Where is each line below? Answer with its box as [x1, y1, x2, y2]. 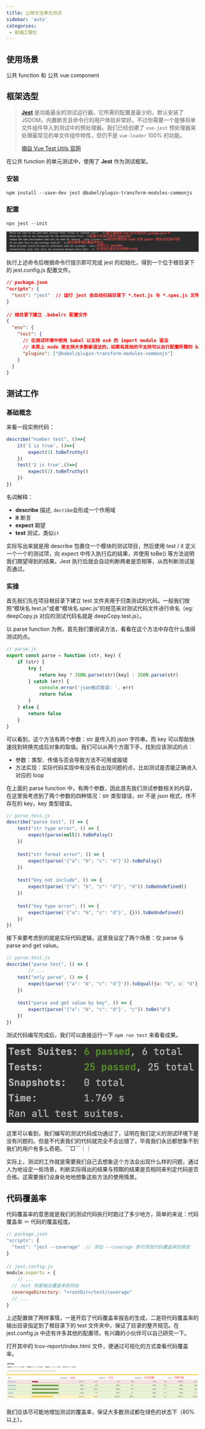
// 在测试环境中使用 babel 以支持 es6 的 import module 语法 [22, 337, 169, 343]
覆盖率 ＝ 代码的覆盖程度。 [6, 1218, 74, 1226]
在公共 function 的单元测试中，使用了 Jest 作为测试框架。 [6, 157, 151, 165]
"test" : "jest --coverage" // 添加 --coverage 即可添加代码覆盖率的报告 [12, 1243, 190, 1250]
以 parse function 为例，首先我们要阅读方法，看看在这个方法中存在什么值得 [6, 625, 196, 633]
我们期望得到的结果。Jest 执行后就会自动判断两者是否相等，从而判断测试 [6, 557, 190, 564]
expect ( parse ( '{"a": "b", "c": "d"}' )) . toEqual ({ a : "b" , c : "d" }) [28, 980, 201, 987]
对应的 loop [15, 771, 45, 779]
